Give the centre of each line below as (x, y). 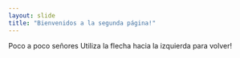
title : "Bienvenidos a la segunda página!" (82, 23)
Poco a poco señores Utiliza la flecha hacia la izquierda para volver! (120, 45)
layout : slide (32, 15)
